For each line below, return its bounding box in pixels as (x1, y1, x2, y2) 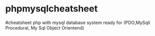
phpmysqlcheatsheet (5, 3, 98, 14)
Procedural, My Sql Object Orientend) (5, 24, 85, 30)
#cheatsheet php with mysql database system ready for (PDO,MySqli (5, 19, 150, 25)
